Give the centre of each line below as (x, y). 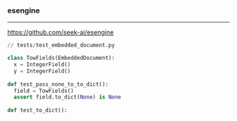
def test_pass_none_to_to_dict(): (58, 84)
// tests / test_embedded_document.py (61, 45)
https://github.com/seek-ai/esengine (61, 32)
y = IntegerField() (42, 71)
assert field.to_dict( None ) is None (67, 97)
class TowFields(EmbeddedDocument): (61, 58)
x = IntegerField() (42, 65)
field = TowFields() (44, 91)
